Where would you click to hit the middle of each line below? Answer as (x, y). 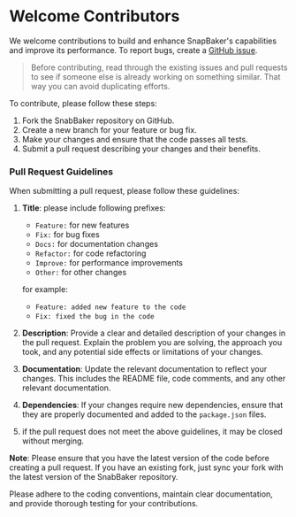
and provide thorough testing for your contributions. (104, 504)
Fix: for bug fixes (67, 235)
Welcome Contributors (95, 16)
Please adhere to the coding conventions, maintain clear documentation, (141, 494)
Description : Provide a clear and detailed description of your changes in (154, 333)
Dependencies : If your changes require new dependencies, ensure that (152, 405)
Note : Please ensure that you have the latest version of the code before (139, 459)
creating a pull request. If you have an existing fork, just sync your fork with (147, 467)
